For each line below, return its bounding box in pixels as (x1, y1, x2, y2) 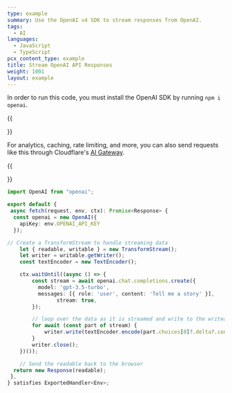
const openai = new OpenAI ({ (13, 214, 97, 221)
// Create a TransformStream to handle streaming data (7, 239, 168, 246)
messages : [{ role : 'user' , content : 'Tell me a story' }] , (37, 290, 215, 298)
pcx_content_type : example (7, 55, 85, 62)
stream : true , (56, 297, 97, 304)
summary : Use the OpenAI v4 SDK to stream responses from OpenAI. (7, 17, 202, 24)
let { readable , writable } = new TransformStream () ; (19, 246, 177, 253)
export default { (7, 201, 57, 208)
